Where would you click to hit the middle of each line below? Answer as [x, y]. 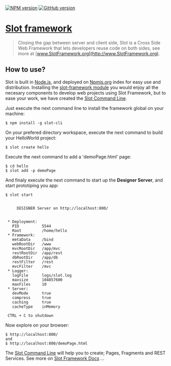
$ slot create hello [27, 147]
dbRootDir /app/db [35, 257]
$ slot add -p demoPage [31, 170]
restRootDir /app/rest [37, 253]
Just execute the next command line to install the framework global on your [85, 108]
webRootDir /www [32, 244]
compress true [32, 298]
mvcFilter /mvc [32, 266]
